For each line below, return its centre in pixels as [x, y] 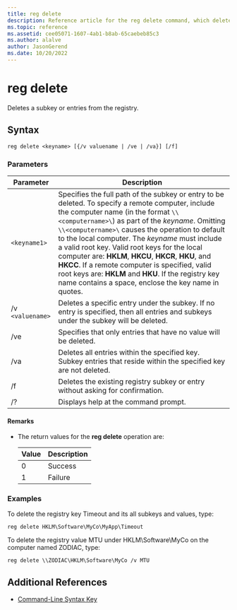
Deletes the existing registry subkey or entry [132, 381]
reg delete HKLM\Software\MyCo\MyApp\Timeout [75, 527]
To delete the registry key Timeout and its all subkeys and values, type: [110, 514]
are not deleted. [84, 370]
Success [62, 466]
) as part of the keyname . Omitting [169, 221]
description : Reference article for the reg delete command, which [109, 20]
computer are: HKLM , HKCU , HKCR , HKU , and [135, 256]
